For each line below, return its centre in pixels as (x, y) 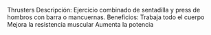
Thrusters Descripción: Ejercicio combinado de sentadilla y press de (104, 10)
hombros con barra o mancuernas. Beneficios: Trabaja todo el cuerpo (106, 17)
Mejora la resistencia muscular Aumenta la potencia (80, 24)
